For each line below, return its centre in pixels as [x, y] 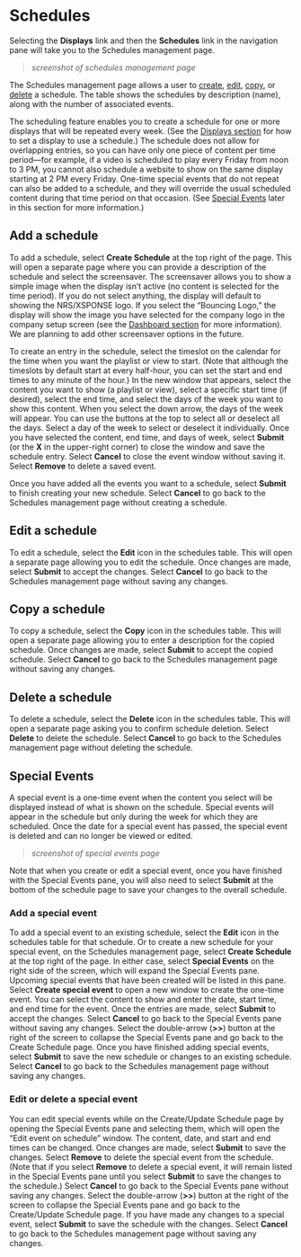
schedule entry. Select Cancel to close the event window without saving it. [147, 456]
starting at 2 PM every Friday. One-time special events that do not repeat [144, 178]
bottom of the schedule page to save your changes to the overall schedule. [148, 890]
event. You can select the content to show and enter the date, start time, [143, 1000]
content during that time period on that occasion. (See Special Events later [147, 198]
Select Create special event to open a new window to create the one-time [147, 990]
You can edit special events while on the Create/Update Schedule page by [147, 1119]
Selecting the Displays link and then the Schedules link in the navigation [144, 40]
